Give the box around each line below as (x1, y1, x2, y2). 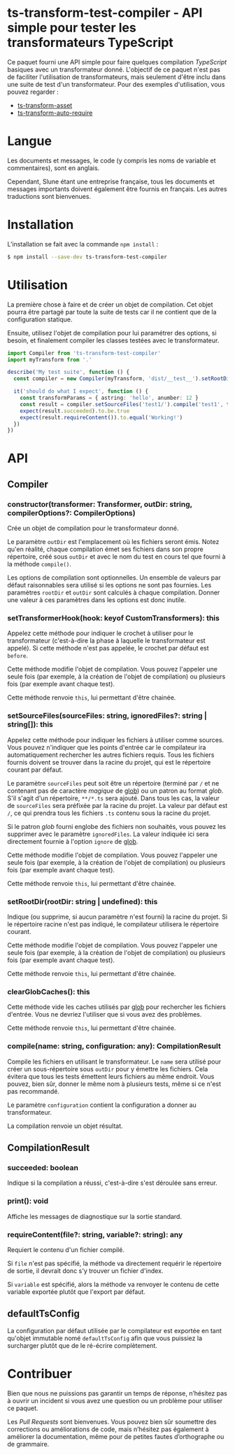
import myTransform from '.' (7, 356, 92, 363)
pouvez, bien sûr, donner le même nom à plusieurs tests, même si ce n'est (7, 1080, 222, 1088)
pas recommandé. (7, 1087, 59, 1095)
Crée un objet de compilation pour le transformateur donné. (7, 524, 180, 533)
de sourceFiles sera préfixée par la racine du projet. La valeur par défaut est (7, 801, 228, 809)
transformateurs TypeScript (7, 35, 173, 50)
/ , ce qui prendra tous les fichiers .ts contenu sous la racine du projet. (7, 809, 211, 817)
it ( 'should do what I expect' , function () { (13, 388, 149, 395)
